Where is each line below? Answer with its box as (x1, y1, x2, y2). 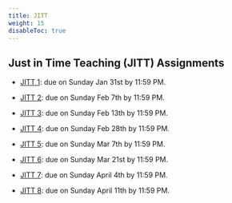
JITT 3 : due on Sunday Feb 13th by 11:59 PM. (19, 109, 168, 118)
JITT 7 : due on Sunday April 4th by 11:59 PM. (19, 170, 168, 180)
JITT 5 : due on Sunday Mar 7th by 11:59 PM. (19, 139, 166, 149)
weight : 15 (8, 19, 45, 27)
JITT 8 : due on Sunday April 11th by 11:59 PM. (19, 185, 170, 196)
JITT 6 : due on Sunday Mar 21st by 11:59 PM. (19, 155, 169, 165)
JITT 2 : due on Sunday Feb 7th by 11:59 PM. (19, 93, 166, 102)
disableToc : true (8, 26, 66, 34)
